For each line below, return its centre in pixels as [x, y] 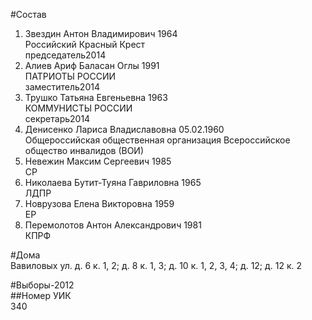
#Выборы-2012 [42, 285]
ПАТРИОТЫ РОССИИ [70, 76]
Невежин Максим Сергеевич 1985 [98, 161]
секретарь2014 [57, 118]
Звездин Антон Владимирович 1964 [101, 33]
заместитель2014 [62, 87]
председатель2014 [65, 55]
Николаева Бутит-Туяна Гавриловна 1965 [113, 182]
